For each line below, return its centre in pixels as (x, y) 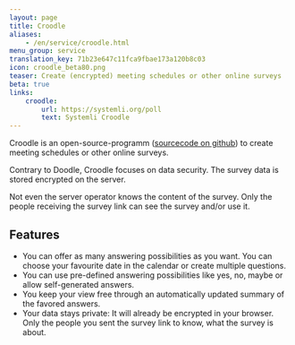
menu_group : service (48, 51)
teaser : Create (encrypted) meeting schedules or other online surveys (145, 76)
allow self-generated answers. (78, 284)
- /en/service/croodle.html (77, 43)
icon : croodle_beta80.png (57, 68)
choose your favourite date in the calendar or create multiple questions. (154, 265)
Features (34, 234)
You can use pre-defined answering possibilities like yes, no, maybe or (152, 275)
